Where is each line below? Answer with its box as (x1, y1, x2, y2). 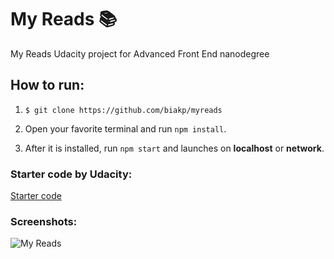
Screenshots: (10, 214, 78, 228)
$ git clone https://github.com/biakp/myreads (24, 105, 223, 115)
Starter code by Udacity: (10, 167, 133, 181)
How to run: (10, 77, 85, 94)
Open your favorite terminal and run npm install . (24, 122, 227, 135)
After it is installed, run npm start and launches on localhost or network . (24, 142, 325, 154)
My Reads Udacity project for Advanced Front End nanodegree (10, 47, 270, 60)
